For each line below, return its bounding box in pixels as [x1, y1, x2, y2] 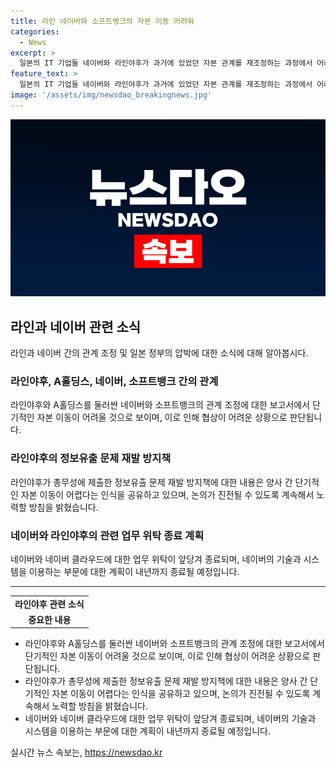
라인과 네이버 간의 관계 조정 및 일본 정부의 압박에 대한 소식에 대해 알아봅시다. [10, 347, 309, 359]
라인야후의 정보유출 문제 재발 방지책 [10, 451, 172, 465]
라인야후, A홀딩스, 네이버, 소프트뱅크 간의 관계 [10, 374, 219, 388]
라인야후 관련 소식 [14, 598, 85, 610]
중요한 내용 [28, 613, 72, 625]
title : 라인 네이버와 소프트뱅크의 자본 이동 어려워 [10, 16, 195, 26]
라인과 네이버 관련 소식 [10, 318, 142, 335]
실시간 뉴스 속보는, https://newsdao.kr [10, 746, 163, 759]
